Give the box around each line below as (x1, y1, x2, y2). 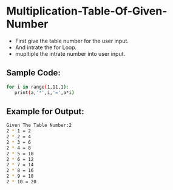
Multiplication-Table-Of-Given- (6, 4, 168, 18)
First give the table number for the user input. (15, 37, 129, 44)
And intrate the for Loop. (15, 44, 77, 51)
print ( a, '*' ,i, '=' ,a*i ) (14, 89, 75, 95)
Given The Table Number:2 (6, 123, 72, 129)
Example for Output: (6, 106, 84, 117)
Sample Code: (6, 68, 61, 78)
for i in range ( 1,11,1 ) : (6, 84, 69, 90)
